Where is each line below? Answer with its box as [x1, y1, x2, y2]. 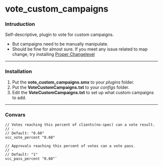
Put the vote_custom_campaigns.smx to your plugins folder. [12, 79, 134, 85]
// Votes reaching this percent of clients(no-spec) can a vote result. [5, 122, 155, 127]
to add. [12, 95, 27, 100]
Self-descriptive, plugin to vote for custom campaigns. [5, 32, 114, 37]
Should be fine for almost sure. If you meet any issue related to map [12, 46, 148, 52]
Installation [5, 68, 33, 75]
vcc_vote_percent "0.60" [5, 135, 55, 140]
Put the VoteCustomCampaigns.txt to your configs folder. [12, 84, 130, 90]
